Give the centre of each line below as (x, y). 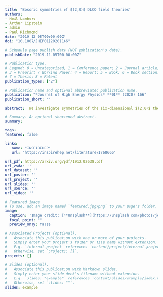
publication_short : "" (28, 99)
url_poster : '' (20, 175)
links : (12, 144)
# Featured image (23, 202)
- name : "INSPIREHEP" (29, 148)
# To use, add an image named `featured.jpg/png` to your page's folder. (81, 206)
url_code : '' (18, 166)
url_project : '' (21, 180)
